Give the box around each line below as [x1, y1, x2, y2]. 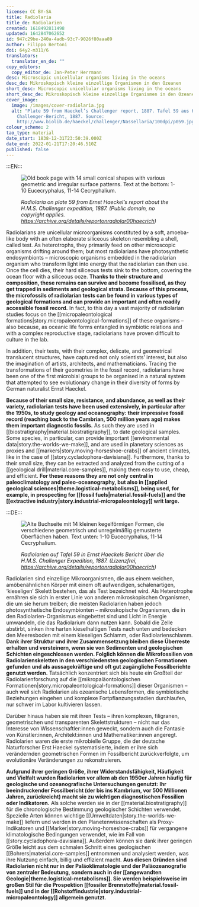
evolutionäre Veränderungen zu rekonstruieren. [6, 756, 121, 764]
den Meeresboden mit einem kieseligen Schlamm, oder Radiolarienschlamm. [6, 631, 193, 638]
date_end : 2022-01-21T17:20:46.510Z [6, 140, 97, 147]
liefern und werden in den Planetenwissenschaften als [24, 818, 157, 825]
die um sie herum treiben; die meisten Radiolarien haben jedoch [6, 600, 162, 607]
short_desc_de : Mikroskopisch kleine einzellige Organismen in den [6, 91, 176, 97]
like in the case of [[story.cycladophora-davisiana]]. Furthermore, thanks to [6, 453, 190, 460]
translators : [6, 53, 38, 59]
